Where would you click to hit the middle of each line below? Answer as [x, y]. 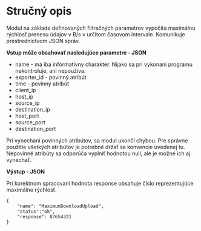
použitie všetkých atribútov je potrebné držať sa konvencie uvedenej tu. [96, 147]
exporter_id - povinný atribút [51, 77]
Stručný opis [39, 11]
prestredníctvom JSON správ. [43, 41]
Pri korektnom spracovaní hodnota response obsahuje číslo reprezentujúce [100, 183]
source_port [30, 122]
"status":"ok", [36, 211]
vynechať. [19, 159]
